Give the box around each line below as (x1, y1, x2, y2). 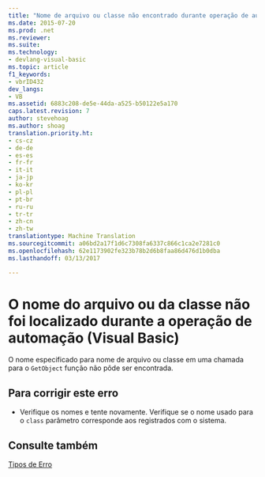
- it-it (8, 166, 34, 174)
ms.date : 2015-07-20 (8, 19, 77, 27)
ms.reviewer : (8, 33, 51, 42)
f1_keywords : (8, 70, 51, 78)
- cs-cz (8, 136, 34, 145)
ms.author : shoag (8, 122, 65, 130)
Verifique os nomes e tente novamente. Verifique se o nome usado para (19, 407, 254, 417)
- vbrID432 (8, 78, 44, 85)
